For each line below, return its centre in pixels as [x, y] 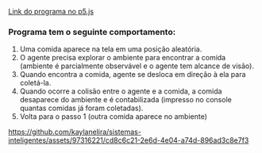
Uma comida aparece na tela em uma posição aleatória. [111, 49]
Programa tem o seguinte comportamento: [92, 32]
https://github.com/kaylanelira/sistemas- [75, 132]
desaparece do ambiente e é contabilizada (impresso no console [125, 100]
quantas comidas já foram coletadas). [81, 108]
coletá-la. [35, 83]
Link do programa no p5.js [51, 11]
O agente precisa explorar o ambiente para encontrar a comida [123, 58]
